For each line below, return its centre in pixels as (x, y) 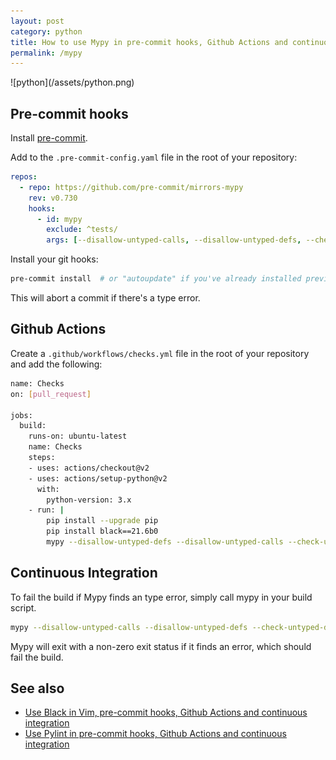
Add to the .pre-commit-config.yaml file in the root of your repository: (154, 157)
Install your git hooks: (54, 259)
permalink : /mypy (46, 53)
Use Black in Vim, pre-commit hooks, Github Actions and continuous (166, 712)
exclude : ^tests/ (82, 230)
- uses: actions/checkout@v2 (89, 468)
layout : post (37, 21)
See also (37, 688)
